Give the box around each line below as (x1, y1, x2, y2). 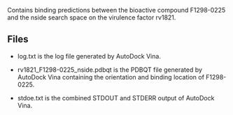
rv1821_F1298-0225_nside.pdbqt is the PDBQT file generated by (17, 66, 203, 74)
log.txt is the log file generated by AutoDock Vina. (17, 52, 161, 60)
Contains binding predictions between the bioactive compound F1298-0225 (7, 6, 226, 14)
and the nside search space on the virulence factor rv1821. (7, 13, 176, 22)
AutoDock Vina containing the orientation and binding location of (17, 72, 205, 81)
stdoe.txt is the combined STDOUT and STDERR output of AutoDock (17, 93, 215, 102)
